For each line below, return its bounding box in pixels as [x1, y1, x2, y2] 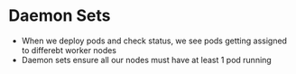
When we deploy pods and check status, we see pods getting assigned [21, 35, 288, 46]
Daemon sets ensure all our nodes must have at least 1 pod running [21, 54, 272, 65]
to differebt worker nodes [21, 44, 117, 55]
